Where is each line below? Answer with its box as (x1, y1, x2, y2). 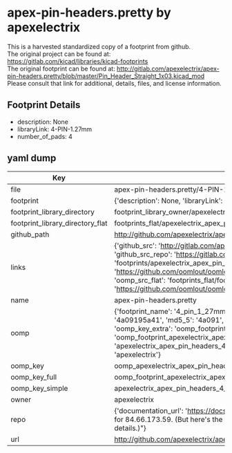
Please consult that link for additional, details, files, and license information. (7, 79, 222, 87)
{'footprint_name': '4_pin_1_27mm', (113, 306, 230, 316)
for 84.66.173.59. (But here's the (113, 414, 223, 424)
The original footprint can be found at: (7, 64, 115, 73)
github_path (10, 230, 50, 239)
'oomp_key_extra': (113, 324, 173, 333)
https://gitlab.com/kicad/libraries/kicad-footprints (7, 57, 148, 65)
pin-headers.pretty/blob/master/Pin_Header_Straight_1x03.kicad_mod (7, 71, 205, 80)
